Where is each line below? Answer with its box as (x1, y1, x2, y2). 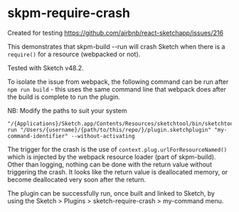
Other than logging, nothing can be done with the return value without (7, 160, 212, 169)
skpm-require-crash (7, 5, 130, 21)
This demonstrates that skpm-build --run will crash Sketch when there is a (7, 42, 225, 51)
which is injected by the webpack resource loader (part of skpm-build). (7, 152, 216, 161)
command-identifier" (7, 132, 69, 139)
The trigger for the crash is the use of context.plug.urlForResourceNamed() (7, 144, 228, 154)
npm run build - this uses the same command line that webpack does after (7, 85, 226, 93)
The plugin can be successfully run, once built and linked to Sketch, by (7, 189, 216, 197)
